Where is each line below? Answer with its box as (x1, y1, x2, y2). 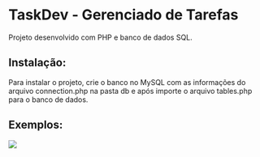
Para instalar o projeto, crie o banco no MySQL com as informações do (8, 77, 246, 87)
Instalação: (8, 56, 67, 70)
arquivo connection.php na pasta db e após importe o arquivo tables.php (8, 86, 253, 95)
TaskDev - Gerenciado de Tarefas (8, 6, 239, 24)
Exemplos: (8, 118, 63, 132)
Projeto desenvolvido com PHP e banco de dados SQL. (8, 32, 193, 42)
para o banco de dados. (8, 95, 89, 104)
